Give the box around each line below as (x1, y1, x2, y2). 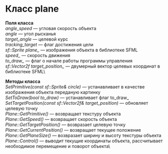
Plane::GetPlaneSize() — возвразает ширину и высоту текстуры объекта (5, 132, 161, 138)
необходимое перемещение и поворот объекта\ (5, 143, 111, 149)
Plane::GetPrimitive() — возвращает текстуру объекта (5, 110, 121, 117)
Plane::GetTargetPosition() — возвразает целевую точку (5, 121, 126, 128)
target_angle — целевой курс (5, 36, 69, 42)
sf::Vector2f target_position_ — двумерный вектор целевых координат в (5, 63, 160, 69)
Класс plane (5, 3, 59, 15)
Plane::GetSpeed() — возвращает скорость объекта (5, 116, 117, 122)
